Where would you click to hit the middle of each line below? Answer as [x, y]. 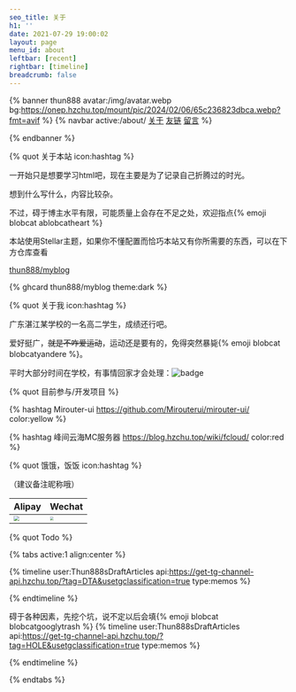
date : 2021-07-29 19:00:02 [59, 34]
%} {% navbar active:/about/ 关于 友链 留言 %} [127, 120]
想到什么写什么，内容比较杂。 [63, 194]
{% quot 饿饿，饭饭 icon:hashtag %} [76, 465]
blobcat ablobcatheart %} [56, 222]
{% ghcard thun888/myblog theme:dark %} [88, 287]
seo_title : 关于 [38, 17]
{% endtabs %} [37, 680]
